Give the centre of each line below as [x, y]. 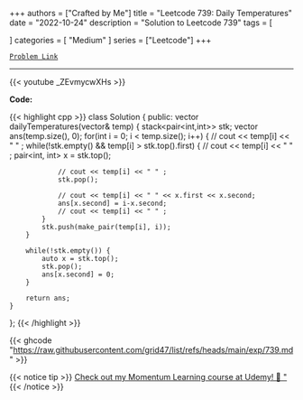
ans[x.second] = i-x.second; [112, 203]
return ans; [48, 298]
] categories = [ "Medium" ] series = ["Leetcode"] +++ [110, 40]
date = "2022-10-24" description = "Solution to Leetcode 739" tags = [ [141, 23]
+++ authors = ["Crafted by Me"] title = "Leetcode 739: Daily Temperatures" [151, 13]
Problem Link [34, 57]
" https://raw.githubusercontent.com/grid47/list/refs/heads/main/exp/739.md [151, 350]
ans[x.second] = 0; [78, 274]
